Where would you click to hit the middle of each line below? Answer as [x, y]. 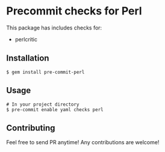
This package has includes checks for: [54, 28]
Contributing [31, 128]
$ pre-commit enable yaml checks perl [55, 109]
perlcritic [26, 39]
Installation [28, 58]
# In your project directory [43, 104]
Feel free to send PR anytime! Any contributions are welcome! [83, 142]
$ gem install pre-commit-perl [45, 72]
